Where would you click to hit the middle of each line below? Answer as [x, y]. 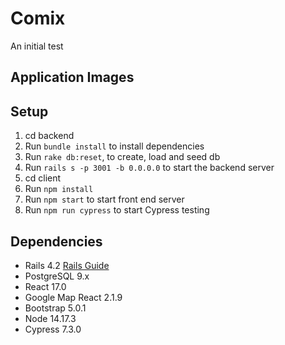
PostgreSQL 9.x [57, 276]
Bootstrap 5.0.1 [55, 308]
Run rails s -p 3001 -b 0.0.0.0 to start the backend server [149, 168]
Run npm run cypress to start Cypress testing [117, 210]
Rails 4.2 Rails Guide [67, 265]
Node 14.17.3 [50, 318]
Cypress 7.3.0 [53, 329]
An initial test [37, 46]
